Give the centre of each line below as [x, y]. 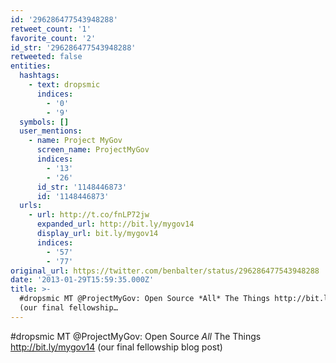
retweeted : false [46, 57]
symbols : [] [44, 122]
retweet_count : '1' [51, 29]
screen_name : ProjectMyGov [93, 150]
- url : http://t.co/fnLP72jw [89, 215]
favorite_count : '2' [53, 38]
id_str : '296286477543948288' [73, 47]
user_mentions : [51, 131]
